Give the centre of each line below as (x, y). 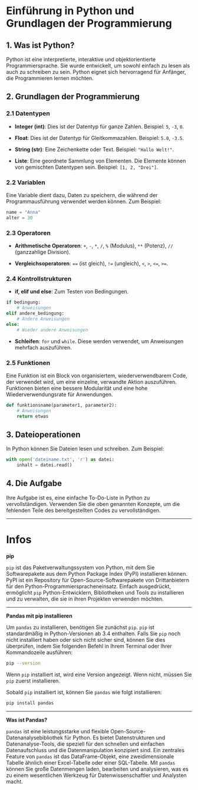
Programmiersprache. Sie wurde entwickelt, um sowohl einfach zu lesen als (98, 66)
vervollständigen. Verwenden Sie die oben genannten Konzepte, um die (93, 504)
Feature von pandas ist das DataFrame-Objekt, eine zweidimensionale (90, 756)
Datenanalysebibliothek (35, 737)
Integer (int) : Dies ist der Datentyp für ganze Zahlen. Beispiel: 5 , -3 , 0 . (99, 126)
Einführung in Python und (70, 11)
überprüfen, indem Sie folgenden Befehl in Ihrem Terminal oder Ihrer (89, 646)
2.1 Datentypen (28, 113)
